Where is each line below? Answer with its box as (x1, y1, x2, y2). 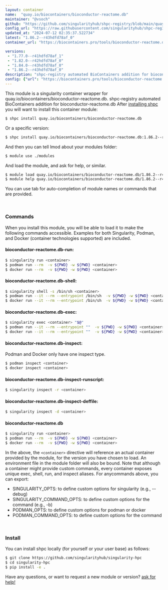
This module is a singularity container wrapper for (5, 90, 108, 96)
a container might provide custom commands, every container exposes (5, 465, 152, 471)
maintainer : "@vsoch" (5, 16, 50, 21)
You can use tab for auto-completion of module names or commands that (5, 186, 156, 192)
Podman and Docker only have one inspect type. (5, 351, 106, 357)
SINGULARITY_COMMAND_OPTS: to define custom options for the (12, 496, 150, 502)
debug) (12, 491, 28, 497)
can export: (5, 476, 29, 482)
